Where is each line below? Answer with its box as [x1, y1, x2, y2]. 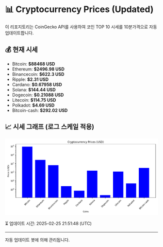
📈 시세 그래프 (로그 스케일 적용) [5, 123, 95, 131]
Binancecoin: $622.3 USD [12, 71, 65, 77]
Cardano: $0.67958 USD [12, 81, 62, 88]
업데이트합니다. [5, 30, 34, 35]
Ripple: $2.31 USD [12, 76, 49, 82]
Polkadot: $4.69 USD [12, 102, 55, 108]
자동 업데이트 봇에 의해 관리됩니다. [5, 237, 70, 243]
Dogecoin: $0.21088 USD [12, 92, 64, 98]
